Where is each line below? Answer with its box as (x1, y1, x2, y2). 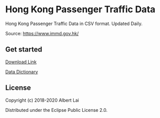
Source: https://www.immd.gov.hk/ (5, 30, 79, 36)
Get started (5, 45, 42, 54)
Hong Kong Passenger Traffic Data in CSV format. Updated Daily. (5, 20, 143, 27)
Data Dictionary (5, 68, 38, 75)
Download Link (5, 59, 37, 65)
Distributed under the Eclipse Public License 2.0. (5, 107, 108, 113)
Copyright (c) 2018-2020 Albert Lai (5, 97, 79, 103)
